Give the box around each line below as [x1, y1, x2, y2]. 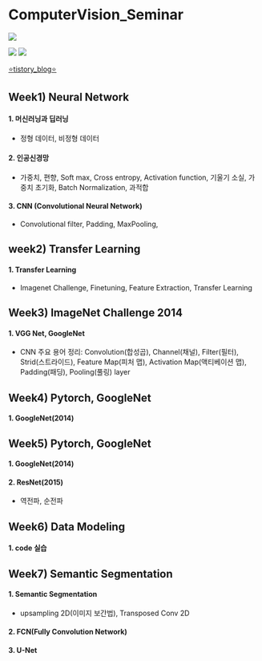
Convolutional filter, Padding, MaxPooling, [19, 219, 159, 229]
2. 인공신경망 [8, 153, 50, 163]
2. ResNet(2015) [8, 477, 64, 487]
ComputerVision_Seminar [8, 6, 184, 24]
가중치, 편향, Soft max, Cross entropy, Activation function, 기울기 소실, [19, 172, 247, 182]
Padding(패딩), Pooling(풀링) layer [19, 367, 131, 377]
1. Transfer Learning [8, 265, 77, 274]
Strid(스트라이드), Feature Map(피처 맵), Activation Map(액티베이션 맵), [19, 357, 247, 367]
